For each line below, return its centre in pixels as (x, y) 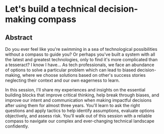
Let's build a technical (51, 9)
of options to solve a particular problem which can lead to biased (70, 70)
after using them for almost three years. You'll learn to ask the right (73, 105)
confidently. (17, 126)
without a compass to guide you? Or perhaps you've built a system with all (80, 54)
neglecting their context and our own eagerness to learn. (62, 80)
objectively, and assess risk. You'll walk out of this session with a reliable (79, 116)
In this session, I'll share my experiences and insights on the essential (75, 90)
